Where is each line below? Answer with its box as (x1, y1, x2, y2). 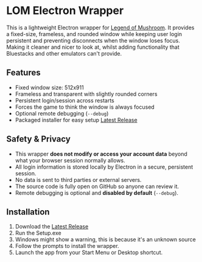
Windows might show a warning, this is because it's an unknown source (15, 236, 197, 243)
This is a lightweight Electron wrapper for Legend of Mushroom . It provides (6, 24, 195, 31)
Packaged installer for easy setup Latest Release (15, 116, 138, 123)
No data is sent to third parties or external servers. (15, 176, 142, 183)
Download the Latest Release (15, 223, 89, 230)
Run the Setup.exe (15, 230, 62, 237)
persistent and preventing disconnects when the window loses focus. (6, 37, 181, 44)
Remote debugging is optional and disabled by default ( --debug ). (15, 189, 178, 196)
